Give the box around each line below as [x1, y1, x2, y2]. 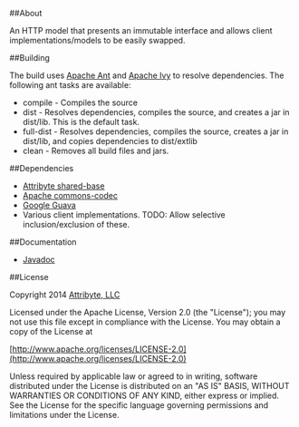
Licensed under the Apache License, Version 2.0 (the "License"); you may [9, 307, 286, 317]
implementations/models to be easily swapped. [9, 35, 186, 45]
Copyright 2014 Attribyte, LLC [9, 289, 121, 300]
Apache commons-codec [22, 190, 118, 200]
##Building [9, 53, 50, 63]
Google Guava [22, 199, 77, 210]
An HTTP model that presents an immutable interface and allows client [9, 25, 274, 35]
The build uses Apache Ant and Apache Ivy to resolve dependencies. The [9, 70, 285, 81]
